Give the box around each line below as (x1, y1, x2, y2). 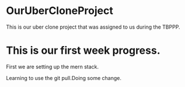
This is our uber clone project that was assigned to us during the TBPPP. (6, 23, 180, 30)
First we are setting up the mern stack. (6, 63, 99, 70)
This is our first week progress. (6, 44, 160, 57)
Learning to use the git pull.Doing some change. (6, 74, 121, 81)
